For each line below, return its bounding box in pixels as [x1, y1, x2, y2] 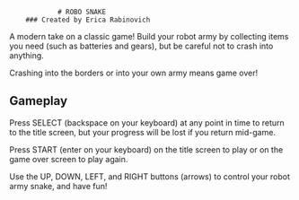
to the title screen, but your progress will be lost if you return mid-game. [9, 126, 277, 137]
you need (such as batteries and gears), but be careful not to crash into [9, 40, 274, 51]
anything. [9, 50, 45, 61]
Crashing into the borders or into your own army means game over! [9, 67, 259, 78]
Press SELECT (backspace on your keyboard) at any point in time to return [9, 117, 285, 128]
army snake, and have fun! [9, 180, 108, 191]
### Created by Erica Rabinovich [25, 15, 151, 24]
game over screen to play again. [9, 153, 128, 164]
